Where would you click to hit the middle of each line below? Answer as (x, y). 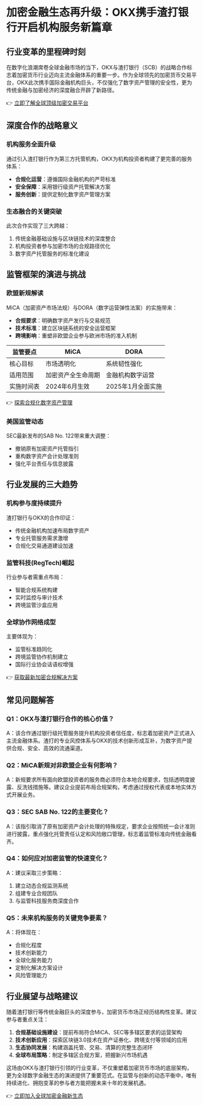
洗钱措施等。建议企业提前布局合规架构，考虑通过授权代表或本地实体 (107, 787)
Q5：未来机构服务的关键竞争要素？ (57, 918)
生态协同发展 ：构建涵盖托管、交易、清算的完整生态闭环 (84, 1047)
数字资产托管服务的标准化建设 (52, 253)
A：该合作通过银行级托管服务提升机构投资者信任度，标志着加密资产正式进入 (101, 733)
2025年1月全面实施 (134, 386)
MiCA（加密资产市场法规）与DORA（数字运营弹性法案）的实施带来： (92, 307)
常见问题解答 (30, 700)
